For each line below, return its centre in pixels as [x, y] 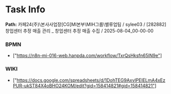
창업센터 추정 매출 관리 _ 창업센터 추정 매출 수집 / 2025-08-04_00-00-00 [79, 31]
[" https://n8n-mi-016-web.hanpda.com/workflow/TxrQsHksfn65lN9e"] [87, 55]
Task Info [25, 10]
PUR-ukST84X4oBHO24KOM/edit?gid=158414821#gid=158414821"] [84, 85]
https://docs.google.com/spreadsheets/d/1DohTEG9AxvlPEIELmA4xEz [91, 80]
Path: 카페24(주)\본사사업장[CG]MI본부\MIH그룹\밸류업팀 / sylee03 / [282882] [86, 24]
